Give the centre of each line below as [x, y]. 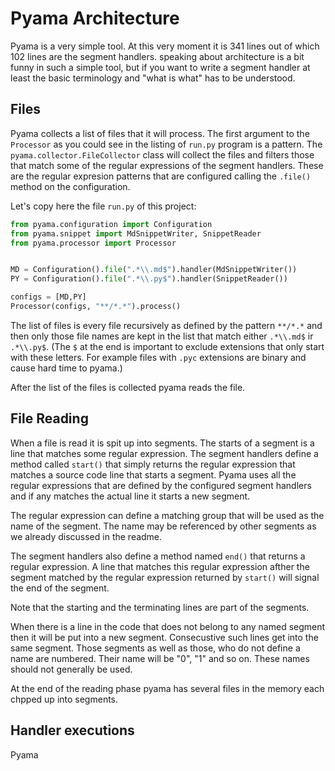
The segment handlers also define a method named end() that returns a [158, 556]
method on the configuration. [70, 186]
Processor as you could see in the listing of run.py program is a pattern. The [166, 144]
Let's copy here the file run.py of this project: [103, 206]
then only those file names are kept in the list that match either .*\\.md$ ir [162, 336]
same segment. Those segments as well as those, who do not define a [155, 648]
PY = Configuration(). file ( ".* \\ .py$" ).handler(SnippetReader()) [149, 279]
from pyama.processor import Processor [93, 243]
